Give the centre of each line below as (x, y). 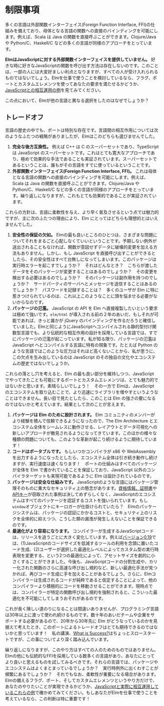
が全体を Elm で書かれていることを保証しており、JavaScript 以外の (80, 470)
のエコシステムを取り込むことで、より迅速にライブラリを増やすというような (82, 392)
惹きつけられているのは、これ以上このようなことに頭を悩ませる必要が (82, 296)
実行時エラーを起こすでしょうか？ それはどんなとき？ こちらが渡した (85, 265)
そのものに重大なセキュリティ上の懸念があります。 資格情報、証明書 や (87, 488)
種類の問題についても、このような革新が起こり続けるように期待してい (82, 439)
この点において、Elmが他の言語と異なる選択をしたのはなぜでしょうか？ (77, 100)
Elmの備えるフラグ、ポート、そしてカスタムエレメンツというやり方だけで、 (81, 680)
